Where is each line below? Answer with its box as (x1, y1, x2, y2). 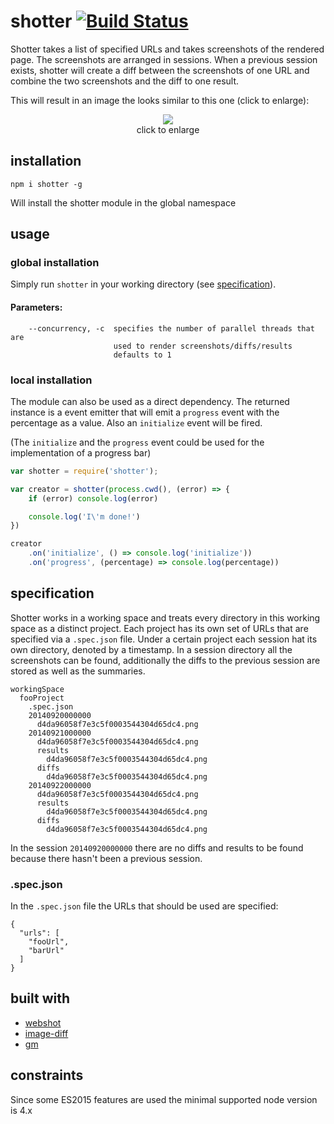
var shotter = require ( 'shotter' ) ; (10, 466, 159, 476)
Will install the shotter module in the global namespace (10, 196, 237, 209)
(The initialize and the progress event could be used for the (10, 436, 265, 448)
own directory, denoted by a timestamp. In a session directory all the (10, 643, 293, 655)
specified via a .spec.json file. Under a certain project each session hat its (10, 633, 318, 645)
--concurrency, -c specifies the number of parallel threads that (28, 323, 315, 334)
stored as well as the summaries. (10, 665, 146, 677)
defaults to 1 (113, 350, 172, 360)
